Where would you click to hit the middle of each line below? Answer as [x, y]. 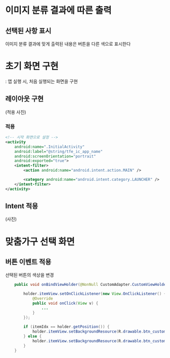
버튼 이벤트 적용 [28, 262]
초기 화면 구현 [32, 66]
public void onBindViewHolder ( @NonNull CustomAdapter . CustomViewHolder [91, 285]
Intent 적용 [22, 206]
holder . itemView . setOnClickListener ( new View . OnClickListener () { [95, 294]
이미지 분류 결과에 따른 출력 [58, 10]
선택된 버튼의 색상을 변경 [30, 275]
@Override [42, 299]
